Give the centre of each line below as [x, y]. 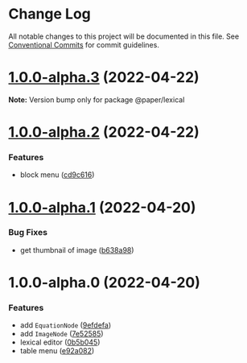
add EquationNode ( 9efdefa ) [65, 325]
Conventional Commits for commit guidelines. [84, 44]
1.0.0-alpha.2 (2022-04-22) [104, 132]
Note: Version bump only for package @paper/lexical [97, 99]
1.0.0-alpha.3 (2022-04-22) [104, 78]
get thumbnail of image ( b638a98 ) [77, 250]
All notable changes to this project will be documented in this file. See [124, 36]
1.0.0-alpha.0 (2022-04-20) [105, 283]
